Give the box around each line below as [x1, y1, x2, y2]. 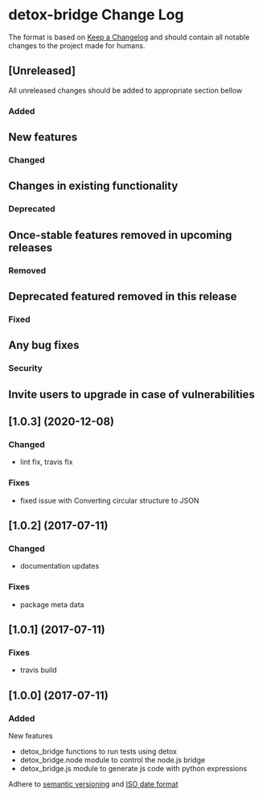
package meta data [19, 599, 84, 609]
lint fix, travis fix [19, 457, 73, 467]
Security [8, 363, 43, 374]
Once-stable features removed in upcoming [8, 228, 232, 242]
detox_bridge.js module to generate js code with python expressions [19, 763, 248, 773]
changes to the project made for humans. [8, 40, 146, 50]
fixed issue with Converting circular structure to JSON [19, 495, 199, 505]
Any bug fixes [8, 339, 80, 352]
